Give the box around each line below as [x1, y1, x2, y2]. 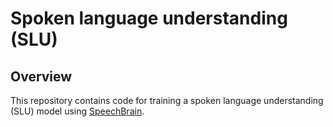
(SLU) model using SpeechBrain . [10, 105, 145, 117]
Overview [10, 68, 73, 85]
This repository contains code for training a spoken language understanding [10, 95, 324, 106]
